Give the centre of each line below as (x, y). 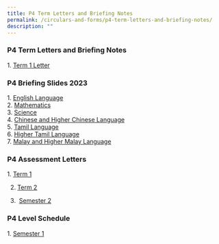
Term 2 (27, 187)
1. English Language (35, 97)
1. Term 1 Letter (28, 65)
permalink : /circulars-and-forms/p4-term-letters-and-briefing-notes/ (110, 20)
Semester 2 (35, 201)
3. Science (22, 112)
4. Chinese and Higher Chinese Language (66, 119)
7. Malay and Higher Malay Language (59, 141)
